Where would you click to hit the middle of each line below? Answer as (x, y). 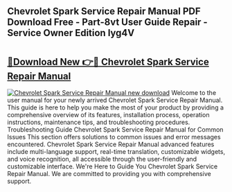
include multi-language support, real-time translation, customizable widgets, (116, 151)
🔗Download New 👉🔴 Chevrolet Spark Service (108, 62)
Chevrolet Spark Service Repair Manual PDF (104, 11)
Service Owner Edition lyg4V (71, 33)
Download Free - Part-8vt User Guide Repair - (107, 23)
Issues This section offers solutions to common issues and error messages (114, 137)
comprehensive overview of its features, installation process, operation (108, 115)
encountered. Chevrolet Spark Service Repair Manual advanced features (111, 144)
